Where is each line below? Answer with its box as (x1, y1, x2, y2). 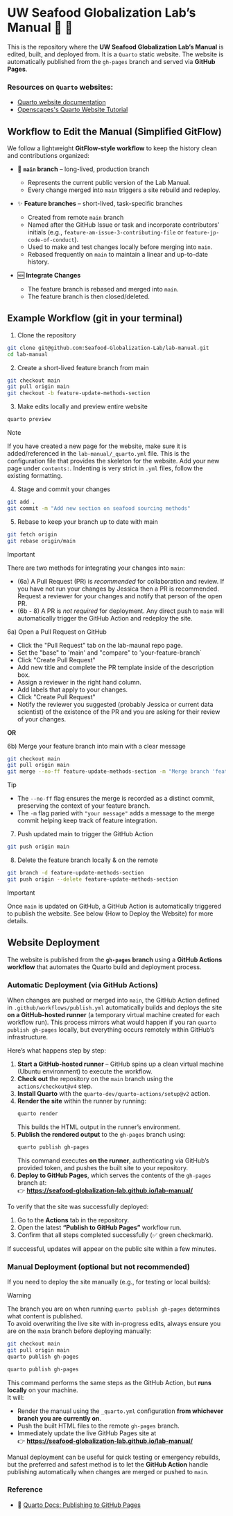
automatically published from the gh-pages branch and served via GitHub (7, 57, 216, 65)
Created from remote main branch (27, 214, 124, 222)
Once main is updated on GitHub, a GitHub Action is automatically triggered (7, 902, 222, 910)
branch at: (17, 1178, 47, 1187)
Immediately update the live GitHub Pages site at (17, 1428, 157, 1437)
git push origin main (7, 843, 70, 850)
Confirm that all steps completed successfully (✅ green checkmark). (17, 1230, 214, 1239)
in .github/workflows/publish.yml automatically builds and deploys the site (7, 1003, 223, 1012)
